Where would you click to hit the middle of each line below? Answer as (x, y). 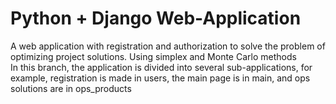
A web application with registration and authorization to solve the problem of (168, 46)
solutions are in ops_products (71, 88)
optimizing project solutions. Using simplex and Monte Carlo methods (153, 56)
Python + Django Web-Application (156, 18)
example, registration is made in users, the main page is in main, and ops (160, 78)
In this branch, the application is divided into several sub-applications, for (161, 67)
